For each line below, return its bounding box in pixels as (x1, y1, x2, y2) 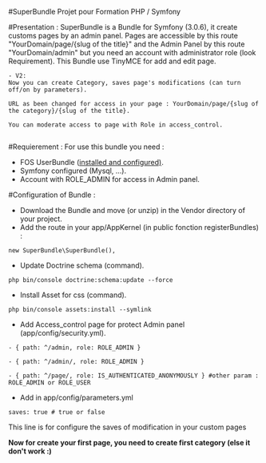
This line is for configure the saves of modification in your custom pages (8, 422, 247, 432)
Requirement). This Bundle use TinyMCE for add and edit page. (8, 56, 216, 66)
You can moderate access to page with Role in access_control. (8, 121, 224, 129)
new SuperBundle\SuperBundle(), (8, 247, 116, 255)
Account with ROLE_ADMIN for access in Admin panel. (19, 175, 200, 183)
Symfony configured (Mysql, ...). (19, 166, 127, 175)
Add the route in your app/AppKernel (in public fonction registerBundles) (19, 223, 260, 231)
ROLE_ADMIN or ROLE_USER (8, 379, 91, 387)
